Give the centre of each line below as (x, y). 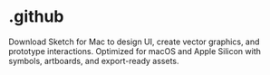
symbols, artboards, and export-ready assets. (94, 61)
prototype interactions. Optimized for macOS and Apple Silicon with (135, 51)
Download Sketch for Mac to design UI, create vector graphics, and (134, 42)
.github (36, 17)
